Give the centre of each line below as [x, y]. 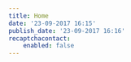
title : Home [28, 16]
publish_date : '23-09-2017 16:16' [67, 31]
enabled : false [49, 46]
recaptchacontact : [39, 38]
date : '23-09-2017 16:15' [52, 23]
